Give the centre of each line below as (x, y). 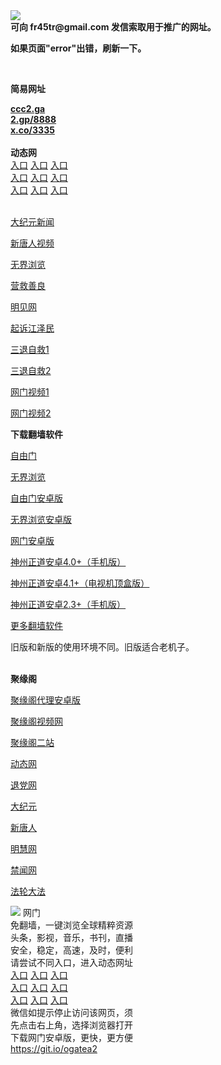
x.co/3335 (32, 130)
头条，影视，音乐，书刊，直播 (71, 937)
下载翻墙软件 (36, 434)
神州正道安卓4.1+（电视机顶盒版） (80, 583)
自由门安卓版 (36, 498)
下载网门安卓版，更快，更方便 (71, 1037)
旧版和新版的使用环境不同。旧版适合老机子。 (102, 647)
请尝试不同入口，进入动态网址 (71, 962)
